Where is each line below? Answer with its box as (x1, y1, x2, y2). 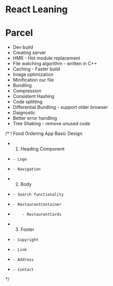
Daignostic (12, 109, 36, 116)
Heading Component (20, 146, 65, 152)
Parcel (5, 27, 33, 39)
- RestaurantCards (22, 212, 62, 217)
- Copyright (12, 237, 39, 242)
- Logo (12, 157, 27, 162)
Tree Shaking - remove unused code (12, 121, 91, 127)
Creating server (12, 50, 46, 56)
